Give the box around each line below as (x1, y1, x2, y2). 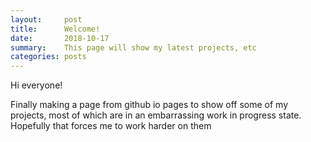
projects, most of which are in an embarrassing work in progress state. (10, 109, 302, 121)
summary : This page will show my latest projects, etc (10, 42, 257, 53)
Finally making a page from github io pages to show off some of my (10, 99, 289, 111)
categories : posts (10, 52, 87, 62)
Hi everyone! (10, 79, 63, 91)
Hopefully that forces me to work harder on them (10, 120, 212, 132)
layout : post (10, 14, 83, 25)
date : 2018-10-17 (10, 33, 110, 43)
